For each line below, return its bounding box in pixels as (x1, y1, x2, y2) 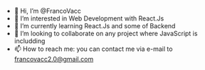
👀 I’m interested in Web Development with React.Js (14, 14, 164, 23)
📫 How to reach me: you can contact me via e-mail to (14, 45, 173, 53)
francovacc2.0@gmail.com (14, 55, 94, 63)
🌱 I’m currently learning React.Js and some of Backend (14, 22, 176, 30)
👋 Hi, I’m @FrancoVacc (14, 7, 82, 15)
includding (14, 37, 46, 45)
